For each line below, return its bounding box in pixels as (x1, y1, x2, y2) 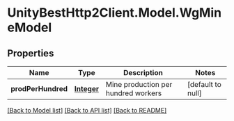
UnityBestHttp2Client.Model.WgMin (7, 5, 221, 21)
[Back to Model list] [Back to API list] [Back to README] (7, 106, 167, 114)
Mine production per (105, 80, 173, 89)
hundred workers (105, 88, 162, 98)
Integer (74, 84, 100, 93)
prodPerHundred (10, 84, 68, 93)
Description (123, 68, 164, 77)
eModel (7, 19, 52, 35)
